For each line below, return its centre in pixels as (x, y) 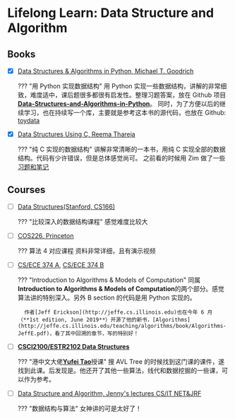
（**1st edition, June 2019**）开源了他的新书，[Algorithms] (104, 320)
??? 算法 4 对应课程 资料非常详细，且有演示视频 (87, 251)
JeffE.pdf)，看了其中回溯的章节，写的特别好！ (78, 334)
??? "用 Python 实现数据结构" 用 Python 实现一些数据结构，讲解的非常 (119, 86)
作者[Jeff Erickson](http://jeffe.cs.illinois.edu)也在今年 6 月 (119, 312)
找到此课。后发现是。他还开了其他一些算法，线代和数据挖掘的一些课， (120, 371)
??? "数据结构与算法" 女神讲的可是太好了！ (80, 408)
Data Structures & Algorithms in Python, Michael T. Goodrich (106, 71)
